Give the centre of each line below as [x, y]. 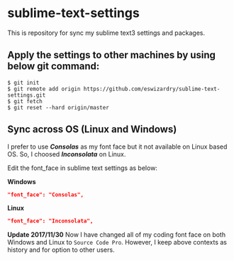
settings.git [27, 95]
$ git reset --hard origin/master [58, 107]
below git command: [54, 66]
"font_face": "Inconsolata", [50, 221]
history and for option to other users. [61, 250]
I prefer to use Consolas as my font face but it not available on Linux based [117, 147]
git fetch [28, 101]
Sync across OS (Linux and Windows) [92, 129]
